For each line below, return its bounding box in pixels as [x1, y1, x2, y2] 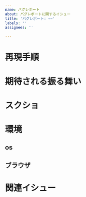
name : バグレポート [5, 7, 40, 12]
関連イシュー [5, 182, 57, 193]
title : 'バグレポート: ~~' [5, 16, 55, 21]
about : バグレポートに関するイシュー [5, 12, 71, 16]
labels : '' [5, 20, 27, 26]
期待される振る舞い [5, 76, 82, 87]
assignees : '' [5, 25, 34, 30]
